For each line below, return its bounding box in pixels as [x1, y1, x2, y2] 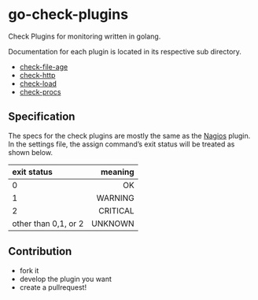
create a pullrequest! [19, 282, 87, 292]
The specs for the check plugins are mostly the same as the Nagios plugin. [8, 131, 251, 140]
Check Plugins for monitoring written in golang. [8, 31, 161, 41]
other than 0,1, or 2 [12, 218, 84, 229]
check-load [19, 79, 57, 88]
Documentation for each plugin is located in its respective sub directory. [8, 46, 242, 56]
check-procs [19, 87, 61, 96]
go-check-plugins [8, 6, 128, 24]
